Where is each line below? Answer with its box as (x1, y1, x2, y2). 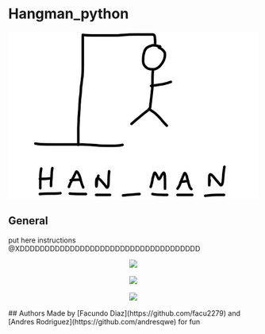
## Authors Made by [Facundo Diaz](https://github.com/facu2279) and (8, 308, 240, 318)
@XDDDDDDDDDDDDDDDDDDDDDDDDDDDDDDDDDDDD (8, 243, 201, 253)
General (8, 214, 49, 227)
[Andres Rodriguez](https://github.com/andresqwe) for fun (8, 317, 201, 326)
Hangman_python (8, 5, 129, 23)
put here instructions (8, 235, 77, 245)
